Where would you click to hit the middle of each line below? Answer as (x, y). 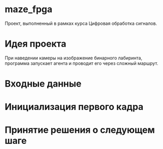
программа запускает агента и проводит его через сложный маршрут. (81, 63)
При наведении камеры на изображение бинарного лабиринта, (74, 58)
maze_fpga (29, 9)
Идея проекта (35, 44)
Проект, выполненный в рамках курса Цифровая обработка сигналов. (81, 23)
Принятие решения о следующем (80, 130)
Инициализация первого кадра (74, 107)
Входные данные (43, 84)
